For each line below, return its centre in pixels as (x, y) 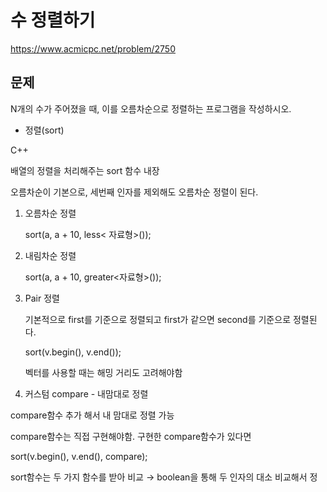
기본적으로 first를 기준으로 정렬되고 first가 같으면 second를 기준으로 (158, 319)
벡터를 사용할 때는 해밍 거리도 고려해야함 (103, 372)
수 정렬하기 (53, 20)
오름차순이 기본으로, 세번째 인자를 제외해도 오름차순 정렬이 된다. (134, 192)
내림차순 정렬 (50, 255)
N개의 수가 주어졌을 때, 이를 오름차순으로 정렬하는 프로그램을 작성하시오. (151, 108)
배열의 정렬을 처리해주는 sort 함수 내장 (85, 170)
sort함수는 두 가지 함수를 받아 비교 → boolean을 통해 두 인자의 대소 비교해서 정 (164, 477)
